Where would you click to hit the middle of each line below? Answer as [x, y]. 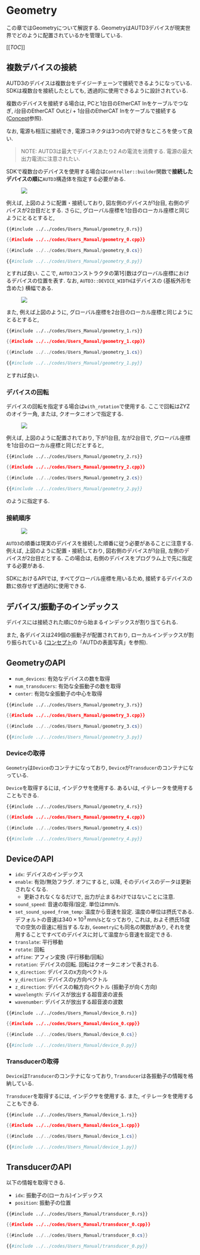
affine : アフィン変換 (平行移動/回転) [59, 957]
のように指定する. [28, 501]
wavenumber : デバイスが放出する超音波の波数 [69, 1002]
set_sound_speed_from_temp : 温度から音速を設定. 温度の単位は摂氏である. [104, 912]
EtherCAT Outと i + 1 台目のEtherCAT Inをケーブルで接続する [104, 111]
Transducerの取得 [33, 1062]
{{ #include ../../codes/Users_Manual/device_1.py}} [72, 1147]
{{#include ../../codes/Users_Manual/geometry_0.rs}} [75, 229]
